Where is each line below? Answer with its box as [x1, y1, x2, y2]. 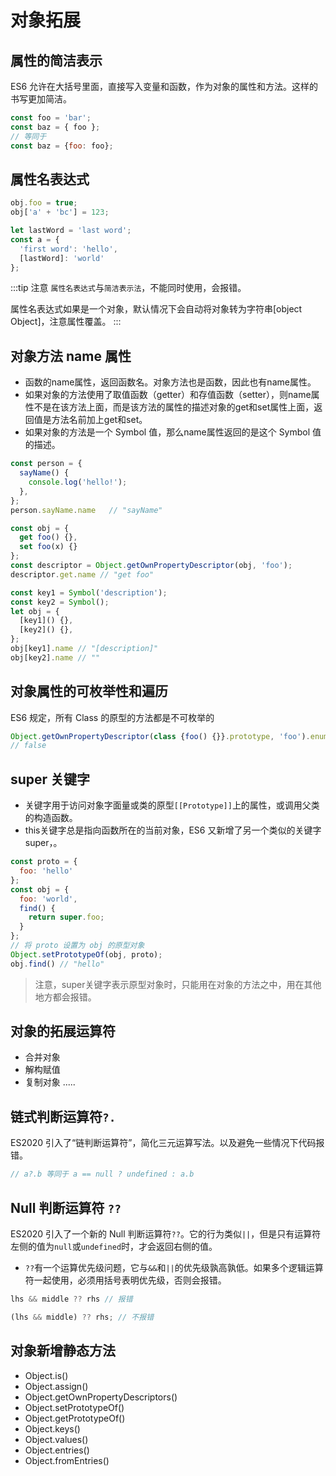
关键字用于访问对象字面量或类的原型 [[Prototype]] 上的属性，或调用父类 [24, 799, 320, 811]
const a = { [10, 234, 60, 245]
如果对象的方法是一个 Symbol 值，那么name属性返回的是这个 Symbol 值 [24, 426, 322, 438]
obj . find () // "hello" [10, 959, 105, 969]
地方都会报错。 [34, 991, 97, 1003]
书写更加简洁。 [10, 93, 72, 105]
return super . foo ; [28, 912, 105, 923]
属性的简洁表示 [10, 52, 103, 69]
